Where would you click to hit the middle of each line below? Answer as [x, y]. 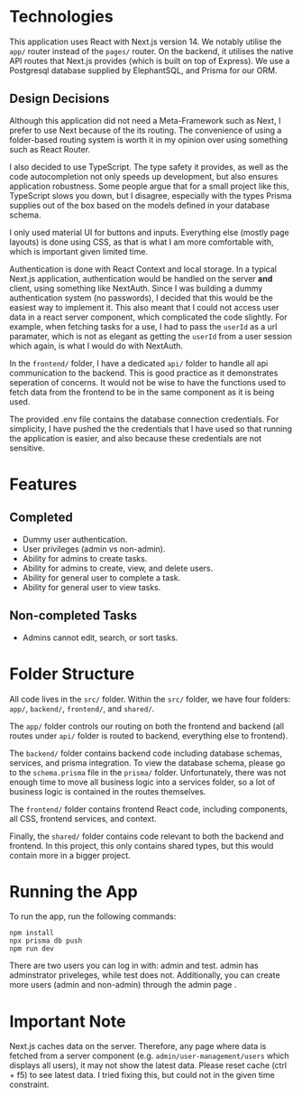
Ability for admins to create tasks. [85, 558]
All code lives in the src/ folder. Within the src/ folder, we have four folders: [150, 699]
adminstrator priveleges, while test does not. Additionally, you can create [145, 975]
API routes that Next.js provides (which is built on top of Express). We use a [150, 60]
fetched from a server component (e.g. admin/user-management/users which [150, 1056]
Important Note [68, 1021]
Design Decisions [59, 99]
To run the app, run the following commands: [93, 916]
